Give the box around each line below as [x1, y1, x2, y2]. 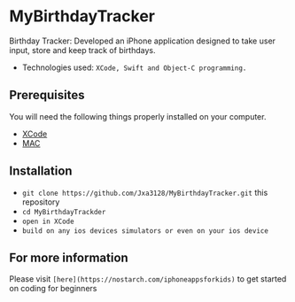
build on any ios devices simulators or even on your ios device [21, 226, 268, 236]
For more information [9, 250, 128, 265]
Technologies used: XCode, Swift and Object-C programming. [21, 62, 247, 73]
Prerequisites [9, 88, 85, 103]
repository [21, 197, 60, 207]
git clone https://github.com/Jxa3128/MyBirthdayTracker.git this [21, 187, 268, 197]
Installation [9, 164, 73, 179]
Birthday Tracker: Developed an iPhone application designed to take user [9, 35, 276, 46]
